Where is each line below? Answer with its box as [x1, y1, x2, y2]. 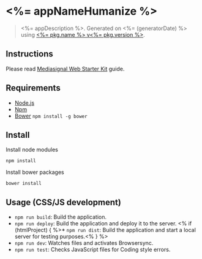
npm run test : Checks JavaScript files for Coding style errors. [14, 246, 171, 253]
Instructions [6, 49, 53, 59]
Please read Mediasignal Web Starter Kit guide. [6, 65, 125, 72]
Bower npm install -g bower [14, 112, 88, 119]
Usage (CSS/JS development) [6, 197, 122, 208]
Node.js [14, 99, 35, 107]
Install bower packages [6, 168, 65, 176]
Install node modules [6, 146, 59, 154]
